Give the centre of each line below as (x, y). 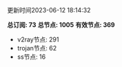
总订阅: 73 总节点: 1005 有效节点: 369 (61, 25)
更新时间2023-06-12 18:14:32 (49, 10)
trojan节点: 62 (37, 48)
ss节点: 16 (31, 57)
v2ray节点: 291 (38, 39)
